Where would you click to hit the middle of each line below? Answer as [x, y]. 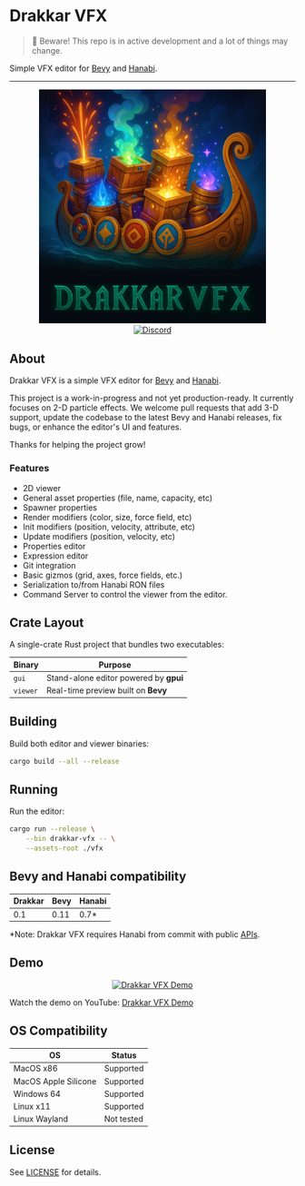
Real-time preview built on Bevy [107, 690]
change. [47, 50]
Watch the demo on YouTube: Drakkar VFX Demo [101, 1002]
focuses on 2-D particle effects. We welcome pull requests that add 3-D [144, 408]
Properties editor [54, 546]
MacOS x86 [35, 1069]
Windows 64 [37, 1093]
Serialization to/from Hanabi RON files [93, 584]
